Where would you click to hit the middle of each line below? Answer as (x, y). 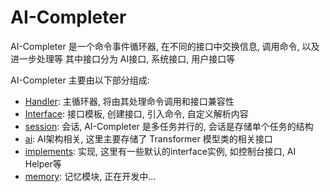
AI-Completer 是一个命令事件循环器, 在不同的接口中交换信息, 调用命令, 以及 (165, 46)
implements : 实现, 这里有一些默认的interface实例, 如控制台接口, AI (160, 151)
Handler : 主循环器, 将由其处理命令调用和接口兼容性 (129, 101)
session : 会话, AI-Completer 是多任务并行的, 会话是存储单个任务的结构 (169, 126)
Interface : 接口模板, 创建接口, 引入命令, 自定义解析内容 (136, 113)
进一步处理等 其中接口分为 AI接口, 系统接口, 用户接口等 (123, 58)
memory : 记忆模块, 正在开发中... (90, 176)
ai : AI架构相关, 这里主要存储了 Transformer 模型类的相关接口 (148, 138)
